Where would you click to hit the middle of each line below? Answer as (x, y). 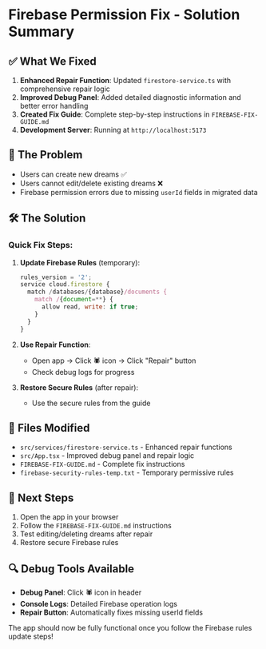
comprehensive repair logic (65, 89)
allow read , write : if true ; (90, 307)
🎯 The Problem (46, 155)
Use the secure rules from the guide (91, 403)
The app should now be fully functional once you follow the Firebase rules (130, 627)
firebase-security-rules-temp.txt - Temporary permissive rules (127, 472)
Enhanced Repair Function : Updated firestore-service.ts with (125, 80)
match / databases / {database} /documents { (97, 292)
